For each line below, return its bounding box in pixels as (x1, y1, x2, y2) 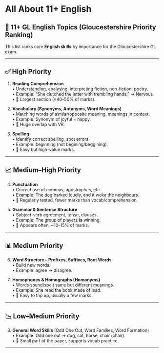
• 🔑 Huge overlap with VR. (12, 121, 65, 127)
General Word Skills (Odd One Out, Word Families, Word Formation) (12, 328, 149, 333)
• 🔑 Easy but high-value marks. (12, 146, 75, 152)
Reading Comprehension (12, 80, 64, 86)
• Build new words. (12, 262, 51, 268)
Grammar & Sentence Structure (12, 206, 78, 212)
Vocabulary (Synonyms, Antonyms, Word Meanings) (12, 105, 122, 111)
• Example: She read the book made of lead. (12, 287, 102, 293)
